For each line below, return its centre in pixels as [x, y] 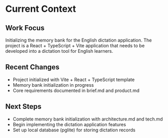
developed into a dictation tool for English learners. [59, 51]
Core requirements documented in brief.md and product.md [76, 90]
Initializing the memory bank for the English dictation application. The [79, 40]
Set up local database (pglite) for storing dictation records [74, 130]
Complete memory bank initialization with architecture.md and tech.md [88, 119]
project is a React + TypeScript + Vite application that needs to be [75, 46]
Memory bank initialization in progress [53, 85]
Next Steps [23, 106]
